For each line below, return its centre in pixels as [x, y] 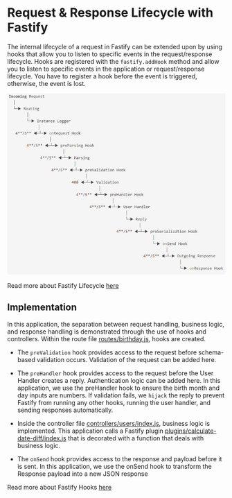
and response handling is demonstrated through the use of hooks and [107, 332]
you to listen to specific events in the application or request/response [106, 69]
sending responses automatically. [65, 410]
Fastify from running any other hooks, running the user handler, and [114, 402]
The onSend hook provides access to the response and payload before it [119, 458]
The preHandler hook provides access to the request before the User [115, 373]
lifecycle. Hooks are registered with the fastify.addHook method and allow [113, 61]
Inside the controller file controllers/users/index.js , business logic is [113, 423]
